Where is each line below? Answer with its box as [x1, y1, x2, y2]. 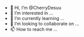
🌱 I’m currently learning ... [10, 15, 65, 21]
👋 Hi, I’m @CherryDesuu [10, 5, 62, 10]
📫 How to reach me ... [10, 26, 58, 32]
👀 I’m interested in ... [10, 10, 53, 16]
